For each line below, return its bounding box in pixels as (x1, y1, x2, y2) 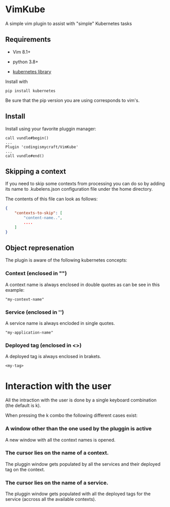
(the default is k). (5, 402, 41, 409)
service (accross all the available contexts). (5, 496, 96, 502)
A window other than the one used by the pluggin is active (5, 425, 152, 432)
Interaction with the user (5, 380, 111, 392)
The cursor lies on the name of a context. (5, 449, 109, 457)
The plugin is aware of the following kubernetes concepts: (5, 257, 127, 263)
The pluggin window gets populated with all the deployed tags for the (5, 491, 151, 497)
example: (5, 287, 24, 293)
